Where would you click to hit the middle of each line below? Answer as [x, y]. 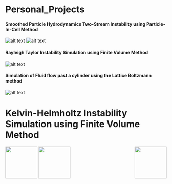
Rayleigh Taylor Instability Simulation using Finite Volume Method [77, 52]
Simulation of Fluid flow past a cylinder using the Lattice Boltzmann [79, 76]
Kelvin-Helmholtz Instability [66, 113]
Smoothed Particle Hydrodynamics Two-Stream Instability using [76, 24]
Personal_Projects [45, 9]
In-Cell [13, 29]
